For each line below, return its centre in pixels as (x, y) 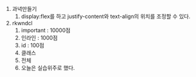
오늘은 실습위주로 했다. (48, 68)
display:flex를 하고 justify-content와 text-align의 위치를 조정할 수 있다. (106, 16)
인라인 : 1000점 (39, 38)
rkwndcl (22, 23)
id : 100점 (32, 45)
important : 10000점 (46, 30)
